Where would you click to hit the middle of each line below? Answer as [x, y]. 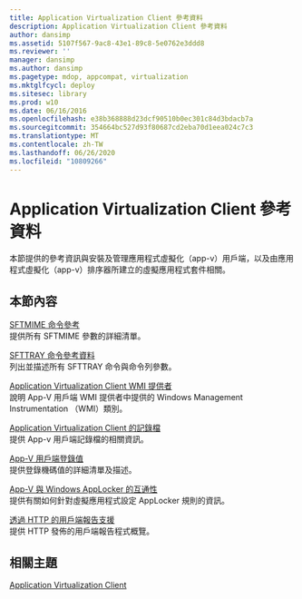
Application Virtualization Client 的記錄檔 [85, 428]
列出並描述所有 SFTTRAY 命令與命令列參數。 [93, 367]
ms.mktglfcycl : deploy [52, 85]
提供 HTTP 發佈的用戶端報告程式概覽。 [82, 531]
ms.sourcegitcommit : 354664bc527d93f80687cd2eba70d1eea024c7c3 [132, 128]
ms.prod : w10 [34, 102]
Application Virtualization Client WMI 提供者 [91, 386]
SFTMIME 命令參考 [44, 325]
